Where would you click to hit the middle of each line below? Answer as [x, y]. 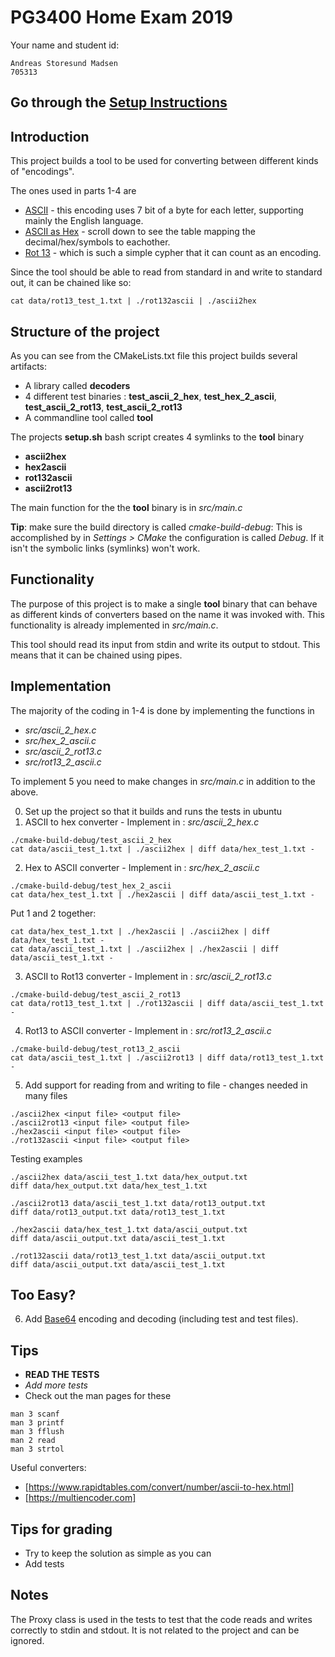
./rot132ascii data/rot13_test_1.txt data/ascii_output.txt [138, 1256]
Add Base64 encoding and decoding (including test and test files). [161, 1319]
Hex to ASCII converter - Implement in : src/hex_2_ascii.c [142, 867]
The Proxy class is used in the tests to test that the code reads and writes [161, 1619]
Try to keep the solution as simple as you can [118, 1553]
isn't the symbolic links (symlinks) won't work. [105, 548]
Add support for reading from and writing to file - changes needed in [166, 1085]
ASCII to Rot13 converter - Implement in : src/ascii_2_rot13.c [148, 976]
